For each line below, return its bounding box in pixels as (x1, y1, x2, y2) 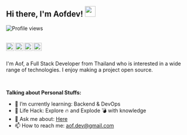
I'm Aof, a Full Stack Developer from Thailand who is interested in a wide (6, 60, 181, 67)
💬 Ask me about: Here (14, 115, 68, 122)
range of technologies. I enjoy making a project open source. (6, 66, 154, 73)
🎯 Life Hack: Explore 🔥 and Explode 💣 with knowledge (14, 107, 147, 114)
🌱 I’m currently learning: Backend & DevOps (14, 100, 121, 107)
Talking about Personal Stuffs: (6, 89, 81, 96)
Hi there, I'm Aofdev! (6, 9, 83, 19)
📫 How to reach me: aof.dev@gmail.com (14, 122, 114, 129)
